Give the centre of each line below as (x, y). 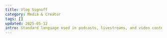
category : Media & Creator (33, 14)
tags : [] (14, 19)
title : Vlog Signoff (27, 10)
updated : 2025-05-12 (27, 23)
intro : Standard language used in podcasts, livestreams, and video (78, 28)
